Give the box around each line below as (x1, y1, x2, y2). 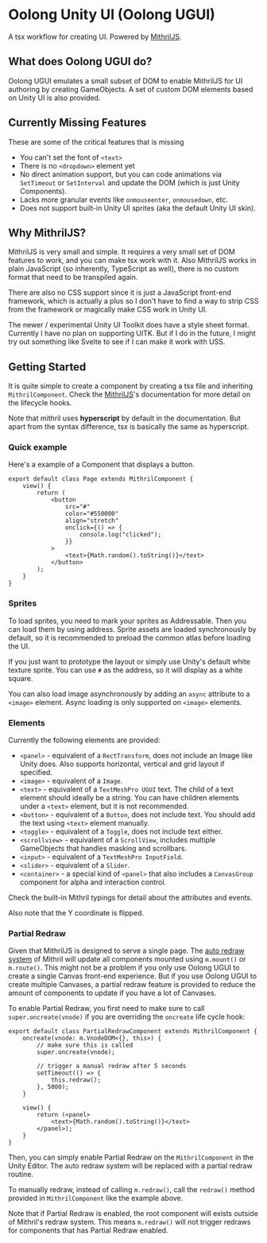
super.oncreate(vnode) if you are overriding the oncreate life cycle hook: (8, 1012, 246, 1022)
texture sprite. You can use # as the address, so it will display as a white (8, 665, 243, 675)
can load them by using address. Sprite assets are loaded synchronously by (8, 624, 257, 633)
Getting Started (8, 360, 87, 374)
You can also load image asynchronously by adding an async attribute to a (8, 689, 250, 699)
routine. (8, 1170, 34, 1179)
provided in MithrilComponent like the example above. (8, 1194, 184, 1203)
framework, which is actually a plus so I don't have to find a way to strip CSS (8, 296, 259, 306)
